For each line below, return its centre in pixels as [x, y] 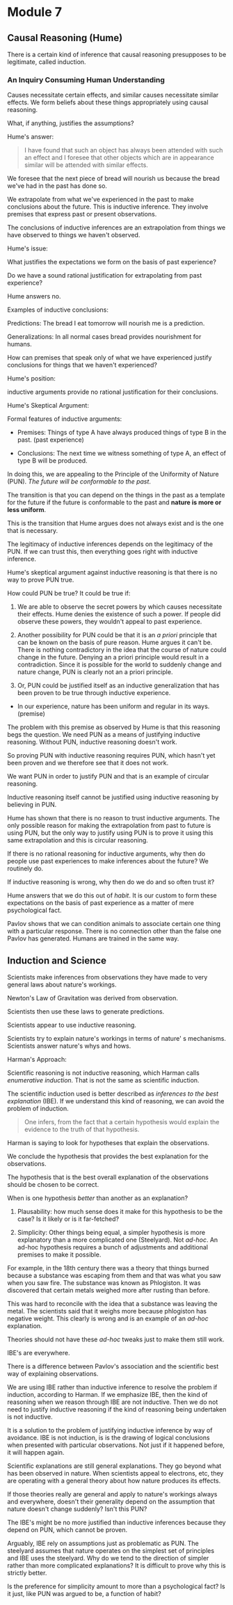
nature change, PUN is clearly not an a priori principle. [95, 672]
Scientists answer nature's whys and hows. [69, 1046]
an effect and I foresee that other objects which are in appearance [119, 158]
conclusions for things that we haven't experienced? [82, 365]
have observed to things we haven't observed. [74, 235]
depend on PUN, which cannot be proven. [67, 1530]
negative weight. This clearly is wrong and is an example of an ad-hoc [108, 1318]
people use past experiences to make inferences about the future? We [108, 861]
